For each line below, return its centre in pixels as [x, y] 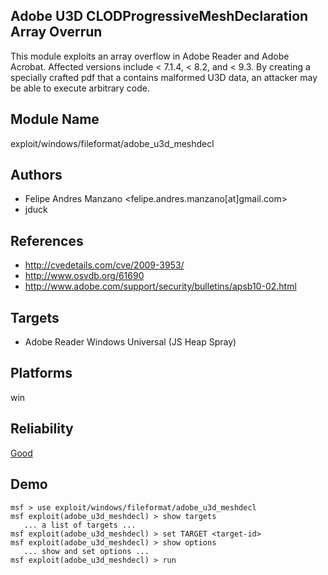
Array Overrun [56, 32]
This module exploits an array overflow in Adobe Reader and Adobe [150, 56]
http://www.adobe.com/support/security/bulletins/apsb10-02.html [160, 286]
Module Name [55, 119]
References [47, 240]
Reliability [42, 429]
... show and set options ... [86, 551]
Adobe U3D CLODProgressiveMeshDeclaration [159, 16]
